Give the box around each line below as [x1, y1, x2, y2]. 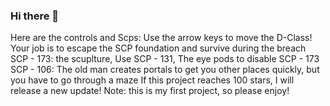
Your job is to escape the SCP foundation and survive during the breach [10, 42, 307, 54]
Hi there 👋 [10, 9, 60, 23]
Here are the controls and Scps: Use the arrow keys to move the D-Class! [10, 32, 313, 44]
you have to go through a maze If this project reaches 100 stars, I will [10, 74, 295, 86]
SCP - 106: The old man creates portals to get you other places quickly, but [10, 64, 320, 76]
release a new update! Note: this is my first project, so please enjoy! [10, 85, 290, 97]
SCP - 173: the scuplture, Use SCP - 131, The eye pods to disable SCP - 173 [10, 53, 320, 65]
